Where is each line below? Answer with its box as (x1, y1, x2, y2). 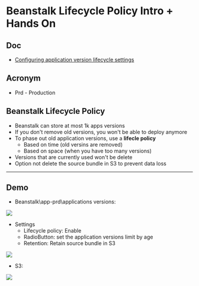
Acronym (6, 73, 41, 84)
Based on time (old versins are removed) (23, 141, 123, 148)
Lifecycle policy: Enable (23, 227, 82, 234)
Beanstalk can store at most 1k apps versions (14, 122, 126, 129)
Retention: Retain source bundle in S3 (23, 240, 115, 247)
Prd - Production (14, 89, 56, 96)
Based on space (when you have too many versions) (23, 147, 152, 154)
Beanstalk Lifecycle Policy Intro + (6, 4, 174, 18)
